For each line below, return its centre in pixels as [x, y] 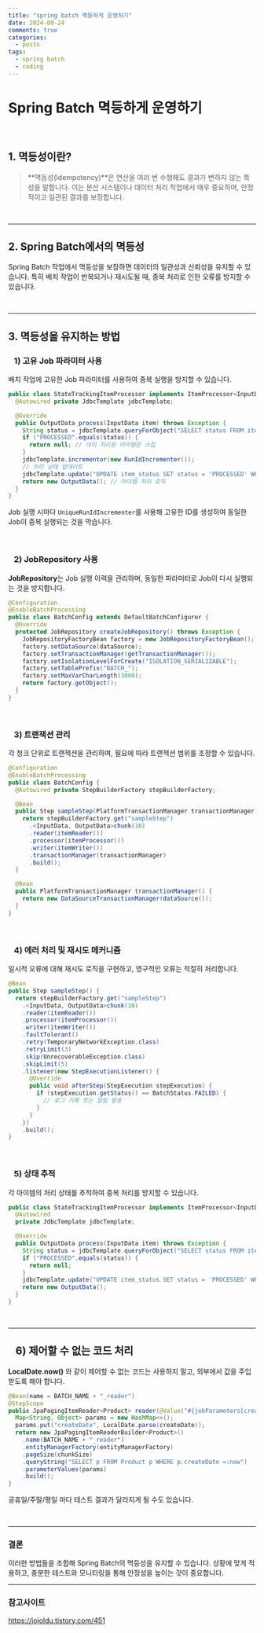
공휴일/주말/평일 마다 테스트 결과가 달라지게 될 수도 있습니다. [101, 1500]
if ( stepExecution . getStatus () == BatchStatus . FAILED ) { [132, 1093]
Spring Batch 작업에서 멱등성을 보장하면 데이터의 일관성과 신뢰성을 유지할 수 [126, 267]
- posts [28, 45]
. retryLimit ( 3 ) [47, 1049]
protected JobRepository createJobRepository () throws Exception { [128, 632]
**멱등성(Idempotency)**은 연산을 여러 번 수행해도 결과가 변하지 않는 [134, 177]
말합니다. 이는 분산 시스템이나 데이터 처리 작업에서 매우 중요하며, [141, 187]
